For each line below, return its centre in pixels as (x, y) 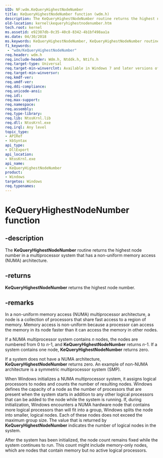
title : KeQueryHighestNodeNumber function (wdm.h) (57, 14)
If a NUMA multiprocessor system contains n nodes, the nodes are (72, 339)
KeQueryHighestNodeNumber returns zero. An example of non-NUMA (76, 364)
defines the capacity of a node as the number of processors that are (73, 389)
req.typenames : (20, 186)
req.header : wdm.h (24, 55)
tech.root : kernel (24, 28)
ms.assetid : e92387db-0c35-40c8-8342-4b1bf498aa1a (57, 32)
